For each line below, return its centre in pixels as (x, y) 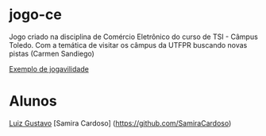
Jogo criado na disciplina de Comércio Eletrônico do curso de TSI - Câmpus (134, 37)
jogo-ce (35, 15)
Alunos (33, 101)
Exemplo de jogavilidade (49, 68)
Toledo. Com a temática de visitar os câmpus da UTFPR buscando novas (128, 45)
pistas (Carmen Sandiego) (52, 53)
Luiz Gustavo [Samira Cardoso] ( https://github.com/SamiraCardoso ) (120, 123)
